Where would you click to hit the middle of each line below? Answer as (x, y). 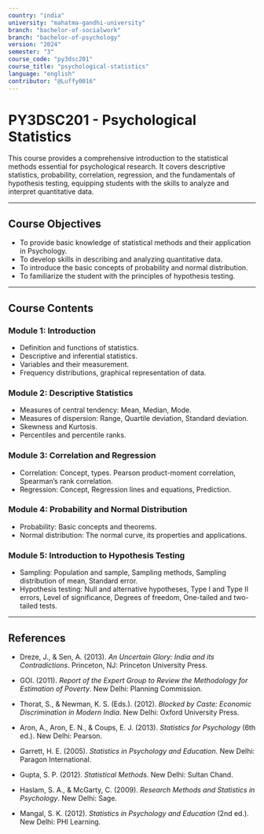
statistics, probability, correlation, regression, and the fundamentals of (122, 175)
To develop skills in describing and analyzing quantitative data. (121, 259)
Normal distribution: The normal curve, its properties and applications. (133, 535)
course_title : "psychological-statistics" (79, 67)
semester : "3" (31, 52)
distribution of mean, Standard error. (79, 581)
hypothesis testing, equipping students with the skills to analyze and (119, 183)
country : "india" (37, 15)
